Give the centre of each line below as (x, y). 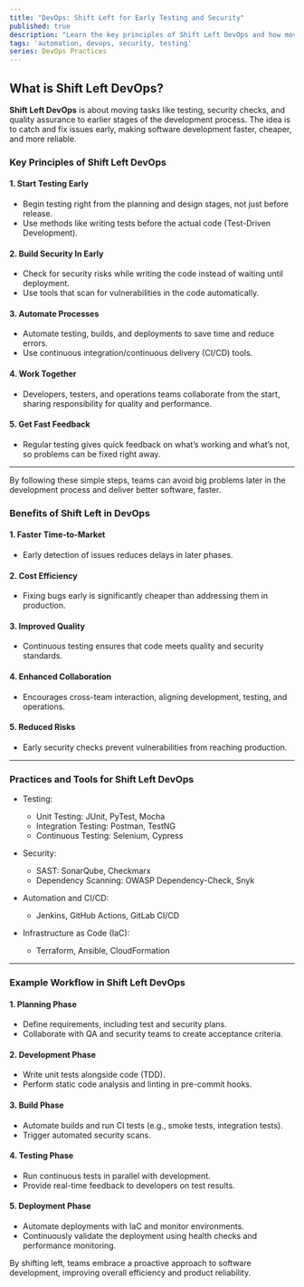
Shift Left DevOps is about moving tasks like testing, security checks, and (147, 110)
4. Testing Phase (42, 1156)
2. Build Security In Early (57, 254)
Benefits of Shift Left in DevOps (80, 513)
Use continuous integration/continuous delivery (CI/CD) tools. (138, 353)
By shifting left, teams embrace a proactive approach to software (130, 1263)
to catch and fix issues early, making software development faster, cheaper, (151, 129)
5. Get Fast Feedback (50, 424)
